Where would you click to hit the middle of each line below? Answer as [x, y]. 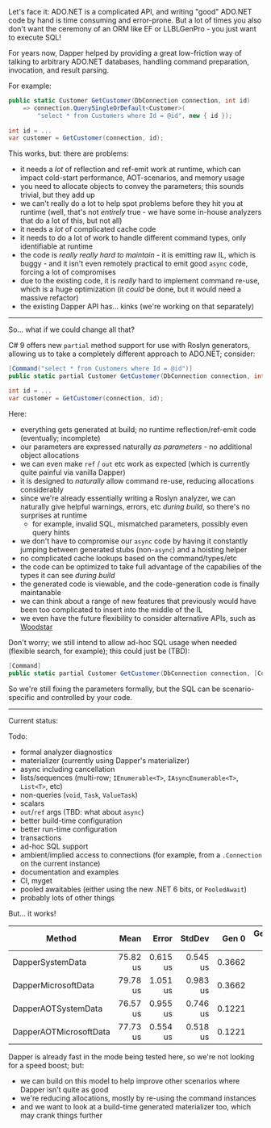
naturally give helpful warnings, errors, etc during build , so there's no [135, 506]
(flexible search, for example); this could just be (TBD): [99, 651]
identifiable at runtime [56, 246]
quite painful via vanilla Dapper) [73, 472]
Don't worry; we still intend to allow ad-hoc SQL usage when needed [123, 642]
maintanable [41, 592]
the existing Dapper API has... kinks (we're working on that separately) [137, 307]
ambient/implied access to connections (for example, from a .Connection [141, 854]
